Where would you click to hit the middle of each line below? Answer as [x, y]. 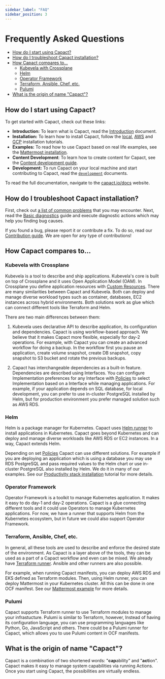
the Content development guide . [45, 163]
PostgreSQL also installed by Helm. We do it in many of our [80, 469]
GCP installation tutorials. [38, 142]
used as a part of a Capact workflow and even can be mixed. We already [79, 558]
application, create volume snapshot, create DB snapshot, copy [77, 353]
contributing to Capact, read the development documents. [70, 173]
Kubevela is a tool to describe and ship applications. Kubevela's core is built [82, 276]
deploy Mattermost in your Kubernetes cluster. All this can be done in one [80, 583]
